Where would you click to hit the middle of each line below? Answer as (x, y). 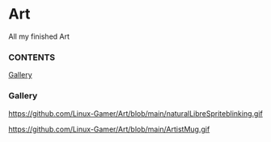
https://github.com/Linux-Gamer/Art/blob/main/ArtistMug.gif (109, 129)
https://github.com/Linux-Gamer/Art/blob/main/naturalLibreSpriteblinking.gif (135, 113)
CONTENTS (32, 57)
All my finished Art (39, 36)
